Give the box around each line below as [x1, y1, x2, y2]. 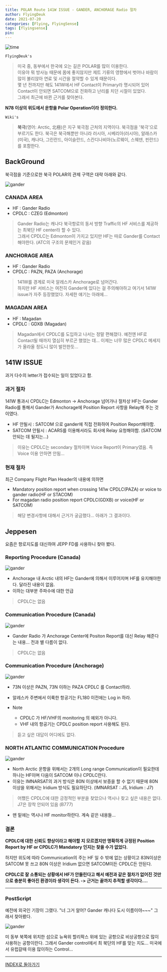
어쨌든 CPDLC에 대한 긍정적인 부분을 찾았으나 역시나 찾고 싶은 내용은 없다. [17, 795, 162, 801]
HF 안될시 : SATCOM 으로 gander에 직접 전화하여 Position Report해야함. [12, 421, 156, 427]
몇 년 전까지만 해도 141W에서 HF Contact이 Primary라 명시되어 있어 [17, 82, 149, 88]
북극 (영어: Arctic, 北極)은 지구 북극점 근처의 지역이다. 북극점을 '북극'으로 [17, 124, 158, 130]
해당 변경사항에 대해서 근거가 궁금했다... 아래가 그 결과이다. [17, 513, 132, 519]
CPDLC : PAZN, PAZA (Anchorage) [12, 269, 83, 275]
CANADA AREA [5, 194, 43, 201]
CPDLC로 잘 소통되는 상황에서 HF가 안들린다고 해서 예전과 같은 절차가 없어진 [5, 871, 153, 877]
